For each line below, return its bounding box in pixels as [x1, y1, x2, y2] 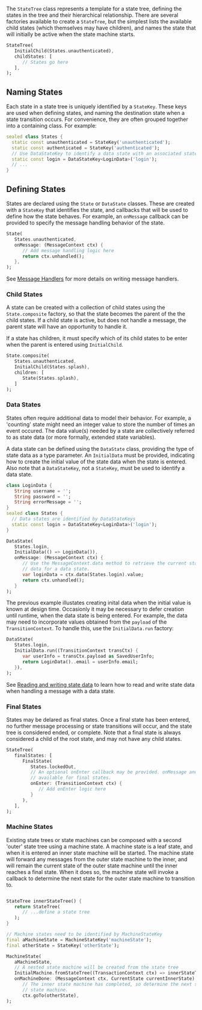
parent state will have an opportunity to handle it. [6, 323, 128, 330]
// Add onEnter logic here [38, 786, 106, 792]
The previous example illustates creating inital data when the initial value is [6, 599, 191, 607]
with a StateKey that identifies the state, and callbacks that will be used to [6, 206, 188, 213]
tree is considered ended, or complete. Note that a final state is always [6, 728, 182, 736]
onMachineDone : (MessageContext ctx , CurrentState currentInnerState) [14, 976, 195, 982]
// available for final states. [30, 775, 112, 781]
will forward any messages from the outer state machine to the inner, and [6, 855, 188, 863]
